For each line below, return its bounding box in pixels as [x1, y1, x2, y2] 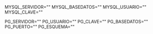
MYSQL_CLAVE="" [4, 9, 43, 15]
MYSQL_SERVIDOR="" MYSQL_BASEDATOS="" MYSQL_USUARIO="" [4, 4, 147, 10]
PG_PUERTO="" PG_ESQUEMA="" [4, 24, 75, 30]
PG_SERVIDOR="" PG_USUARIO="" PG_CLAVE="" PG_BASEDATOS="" [4, 19, 149, 24]
